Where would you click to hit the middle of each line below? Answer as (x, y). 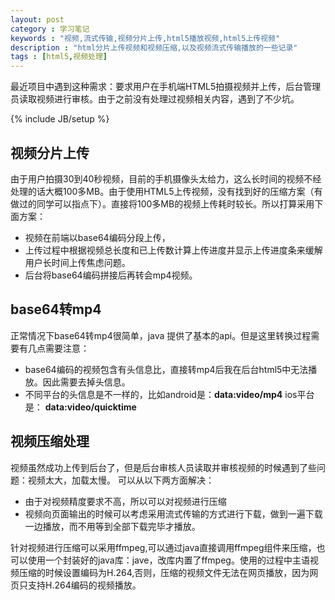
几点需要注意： (58, 348)
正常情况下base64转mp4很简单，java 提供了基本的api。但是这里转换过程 (161, 335)
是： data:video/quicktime (80, 407)
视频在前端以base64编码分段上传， (97, 237)
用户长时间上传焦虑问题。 (77, 262)
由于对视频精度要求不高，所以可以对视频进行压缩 (125, 501)
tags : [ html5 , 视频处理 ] (59, 57)
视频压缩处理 (50, 441)
